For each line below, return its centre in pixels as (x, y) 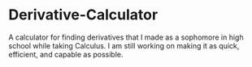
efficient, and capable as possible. (66, 54)
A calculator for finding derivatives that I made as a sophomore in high (126, 37)
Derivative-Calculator (83, 15)
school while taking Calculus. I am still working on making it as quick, (124, 45)
